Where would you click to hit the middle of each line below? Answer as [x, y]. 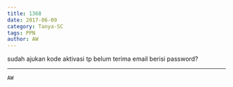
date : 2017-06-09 [32, 20]
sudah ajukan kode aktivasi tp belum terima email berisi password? [103, 59]
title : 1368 [24, 13]
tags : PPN [21, 33]
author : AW [23, 39]
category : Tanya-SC [35, 26]
